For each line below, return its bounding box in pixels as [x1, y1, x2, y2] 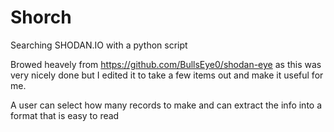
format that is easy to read [10, 109, 120, 121]
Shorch [10, 6, 72, 29]
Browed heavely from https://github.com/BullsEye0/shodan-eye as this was [10, 58, 322, 70]
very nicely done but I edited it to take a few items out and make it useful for [10, 69, 324, 81]
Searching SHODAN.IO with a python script [10, 39, 188, 51]
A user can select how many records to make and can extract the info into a [10, 99, 323, 111]
